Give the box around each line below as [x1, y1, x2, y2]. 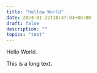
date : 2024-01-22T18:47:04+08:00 [6, 15, 92, 21]
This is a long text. [6, 60, 52, 68]
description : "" [6, 26, 48, 32]
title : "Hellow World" [6, 9, 64, 15]
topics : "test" [6, 32, 45, 38]
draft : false [6, 20, 40, 26]
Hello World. [6, 48, 38, 55]
